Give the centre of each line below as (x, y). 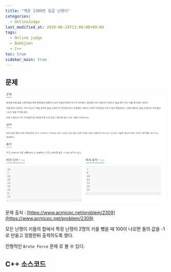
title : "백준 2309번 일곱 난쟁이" (38, 11)
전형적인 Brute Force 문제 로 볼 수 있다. (45, 246)
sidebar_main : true (26, 60)
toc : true (16, 54)
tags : (11, 33)
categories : (18, 16)
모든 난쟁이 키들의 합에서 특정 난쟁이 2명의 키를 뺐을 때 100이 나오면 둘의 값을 (83, 229)
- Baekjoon (22, 44)
